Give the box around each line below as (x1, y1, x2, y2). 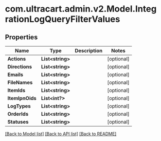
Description (74, 47, 103, 54)
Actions (7, 56, 26, 62)
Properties (5, 33, 38, 41)
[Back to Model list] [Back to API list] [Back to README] (5, 131, 117, 137)
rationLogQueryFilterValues (5, 14, 121, 25)
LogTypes (7, 103, 31, 110)
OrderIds (7, 110, 29, 117)
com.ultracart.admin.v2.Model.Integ (5, 3, 157, 15)
